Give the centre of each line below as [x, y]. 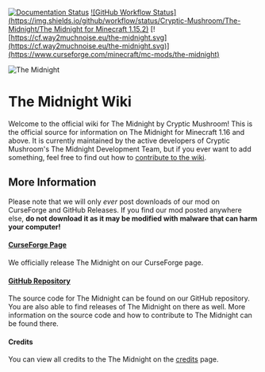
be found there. [34, 324]
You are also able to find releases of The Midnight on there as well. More [127, 307]
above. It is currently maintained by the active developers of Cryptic [119, 140]
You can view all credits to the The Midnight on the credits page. [113, 359]
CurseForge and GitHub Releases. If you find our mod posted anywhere [125, 209]
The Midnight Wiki [70, 102]
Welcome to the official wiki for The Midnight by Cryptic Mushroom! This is [131, 124]
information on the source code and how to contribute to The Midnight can [130, 315]
